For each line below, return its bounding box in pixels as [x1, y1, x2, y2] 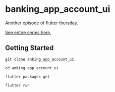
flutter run [5, 83, 30, 88]
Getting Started [5, 44, 54, 52]
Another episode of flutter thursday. [5, 20, 78, 26]
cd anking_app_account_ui [5, 65, 58, 70]
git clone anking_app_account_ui [5, 57, 74, 62]
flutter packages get [5, 74, 50, 79]
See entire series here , [5, 29, 52, 35]
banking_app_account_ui [5, 3, 111, 15]
